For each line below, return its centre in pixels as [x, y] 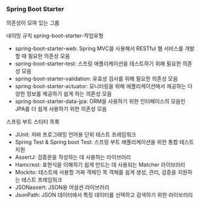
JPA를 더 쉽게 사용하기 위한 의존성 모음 [61, 109]
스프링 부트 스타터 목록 [33, 122]
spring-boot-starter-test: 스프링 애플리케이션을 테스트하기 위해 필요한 [98, 64]
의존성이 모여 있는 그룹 [33, 23]
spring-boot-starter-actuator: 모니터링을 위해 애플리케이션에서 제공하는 [101, 86]
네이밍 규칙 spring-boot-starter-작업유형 [55, 36]
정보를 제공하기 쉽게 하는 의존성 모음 [69, 94]
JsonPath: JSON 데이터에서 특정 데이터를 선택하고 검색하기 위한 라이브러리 [104, 195]
